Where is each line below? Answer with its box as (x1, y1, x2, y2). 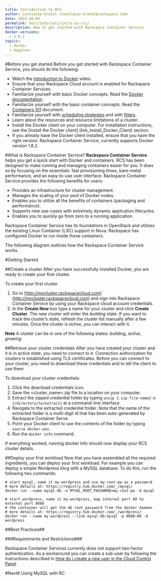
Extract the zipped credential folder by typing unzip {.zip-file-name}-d (12, 395, 156, 400)
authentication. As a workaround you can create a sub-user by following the (5, 550, 157, 556)
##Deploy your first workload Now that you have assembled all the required (5, 455, 156, 461)
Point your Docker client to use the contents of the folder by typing (12, 420, 146, 426)
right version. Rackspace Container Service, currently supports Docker (12, 137, 154, 143)
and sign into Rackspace (91, 295, 140, 301)
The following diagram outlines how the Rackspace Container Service (5, 242, 144, 248)
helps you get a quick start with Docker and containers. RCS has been (5, 157, 145, 163)
